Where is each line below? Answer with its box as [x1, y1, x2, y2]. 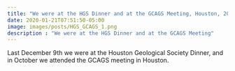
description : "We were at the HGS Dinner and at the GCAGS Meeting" [7, 29, 215, 37]
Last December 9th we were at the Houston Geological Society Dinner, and [7, 49, 224, 57]
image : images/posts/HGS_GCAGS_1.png [7, 23, 117, 30]
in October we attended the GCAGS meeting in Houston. [7, 56, 169, 65]
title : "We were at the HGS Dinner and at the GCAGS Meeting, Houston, [7, 10, 220, 17]
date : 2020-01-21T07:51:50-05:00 [7, 17, 105, 24]
